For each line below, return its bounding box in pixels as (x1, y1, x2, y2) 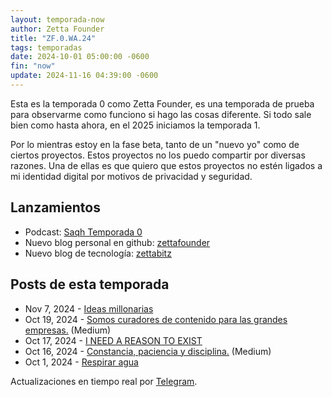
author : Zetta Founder (10, 24, 105, 34)
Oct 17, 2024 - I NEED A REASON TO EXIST (24, 334, 203, 346)
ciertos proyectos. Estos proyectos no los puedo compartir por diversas (10, 149, 306, 161)
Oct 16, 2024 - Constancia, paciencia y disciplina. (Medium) (24, 345, 272, 357)
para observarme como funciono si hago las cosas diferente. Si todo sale (10, 108, 312, 120)
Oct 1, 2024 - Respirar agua (24, 356, 139, 368)
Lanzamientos (10, 199, 101, 216)
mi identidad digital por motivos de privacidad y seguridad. (10, 170, 253, 182)
